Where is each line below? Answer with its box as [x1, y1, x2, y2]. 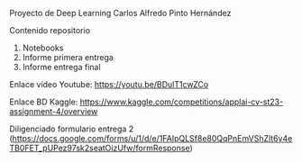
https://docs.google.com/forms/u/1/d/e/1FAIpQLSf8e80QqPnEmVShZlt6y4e [12, 133, 293, 143]
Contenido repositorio [9, 25, 91, 35]
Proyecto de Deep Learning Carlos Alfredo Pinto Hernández [9, 8, 232, 18]
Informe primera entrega [22, 52, 114, 62]
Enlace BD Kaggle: [9, 96, 78, 107]
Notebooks [22, 42, 64, 53]
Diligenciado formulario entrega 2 [9, 123, 134, 134]
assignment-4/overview [9, 106, 98, 116]
